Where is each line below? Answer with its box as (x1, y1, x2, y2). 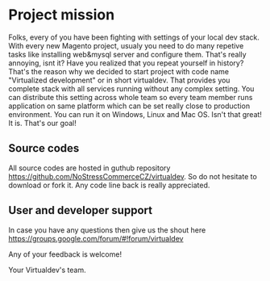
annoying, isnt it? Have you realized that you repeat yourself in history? (8, 58, 244, 68)
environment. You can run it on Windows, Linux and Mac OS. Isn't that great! (8, 109, 262, 119)
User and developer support (8, 203, 153, 217)
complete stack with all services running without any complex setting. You (8, 83, 255, 94)
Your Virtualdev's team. (8, 265, 86, 275)
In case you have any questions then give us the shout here (8, 224, 206, 235)
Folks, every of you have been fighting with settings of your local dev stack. (8, 32, 260, 42)
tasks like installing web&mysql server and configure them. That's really (8, 49, 247, 59)
